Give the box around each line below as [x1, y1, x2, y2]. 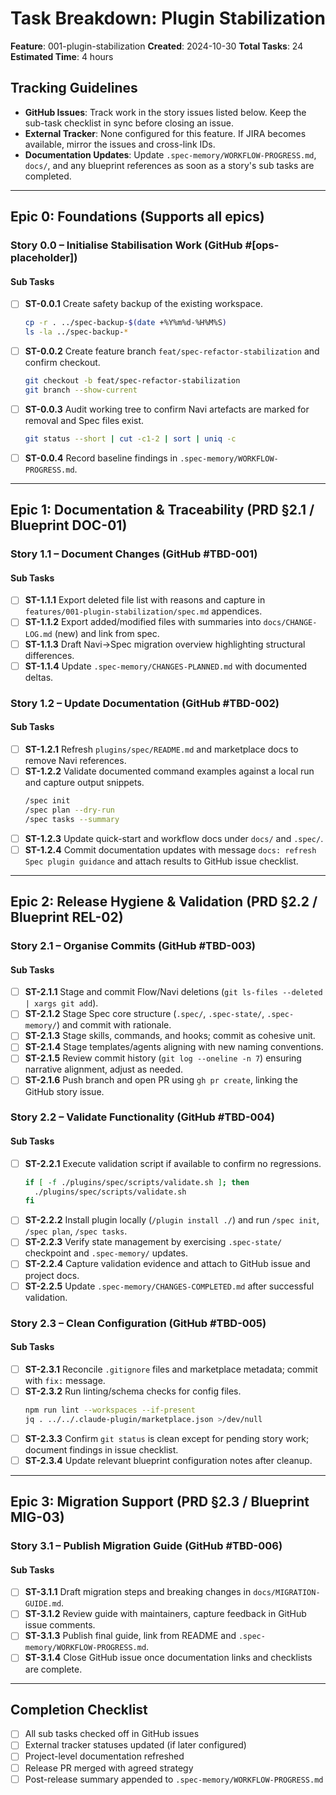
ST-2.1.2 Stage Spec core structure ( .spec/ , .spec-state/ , [24, 1008, 265, 1020]
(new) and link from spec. [54, 627, 160, 639]
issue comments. [24, 1619, 96, 1631]
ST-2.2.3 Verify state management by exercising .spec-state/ [24, 1236, 283, 1248]
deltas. [24, 671, 54, 683]
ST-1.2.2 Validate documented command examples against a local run [24, 765, 315, 777]
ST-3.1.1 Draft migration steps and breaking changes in [24, 1586, 252, 1598]
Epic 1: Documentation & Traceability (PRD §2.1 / [10, 502, 315, 519]
